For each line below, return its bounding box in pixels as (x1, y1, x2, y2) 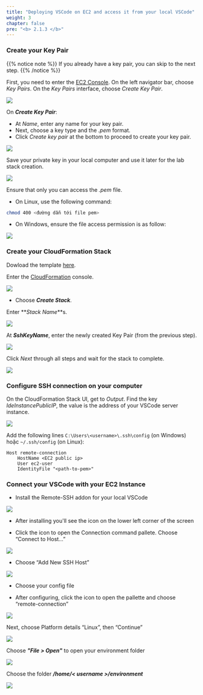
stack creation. (6, 162, 44, 170)
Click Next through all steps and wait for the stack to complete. (6, 355, 165, 362)
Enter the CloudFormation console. (6, 273, 94, 280)
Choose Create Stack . (15, 296, 72, 304)
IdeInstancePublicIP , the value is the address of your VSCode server (6, 402, 179, 409)
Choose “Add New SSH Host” (15, 559, 90, 566)
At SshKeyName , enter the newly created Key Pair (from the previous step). (6, 331, 197, 339)
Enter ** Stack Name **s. (6, 308, 68, 315)
